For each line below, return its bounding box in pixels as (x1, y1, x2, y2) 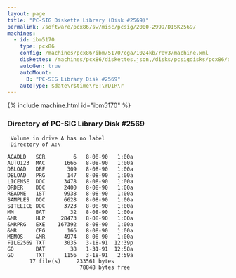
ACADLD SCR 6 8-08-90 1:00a (7, 153, 133, 160)
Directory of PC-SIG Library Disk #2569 (7, 119, 145, 128)
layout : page (7, 10, 46, 18)
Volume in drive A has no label (10, 135, 105, 142)
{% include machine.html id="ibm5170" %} (7, 101, 131, 110)
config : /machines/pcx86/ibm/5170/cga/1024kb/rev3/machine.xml (20, 50, 209, 57)
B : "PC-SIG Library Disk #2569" (25, 75, 121, 83)
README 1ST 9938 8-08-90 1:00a (7, 190, 133, 197)
